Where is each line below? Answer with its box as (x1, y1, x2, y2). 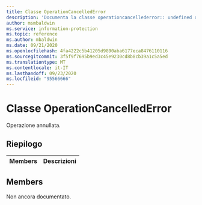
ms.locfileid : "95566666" (6, 76, 71, 82)
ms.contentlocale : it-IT (6, 64, 69, 71)
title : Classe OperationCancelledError (6, 8, 106, 15)
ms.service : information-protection (6, 25, 98, 32)
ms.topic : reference (6, 31, 58, 37)
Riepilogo (6, 139, 43, 149)
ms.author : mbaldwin (6, 37, 58, 43)
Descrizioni (43, 157, 77, 165)
